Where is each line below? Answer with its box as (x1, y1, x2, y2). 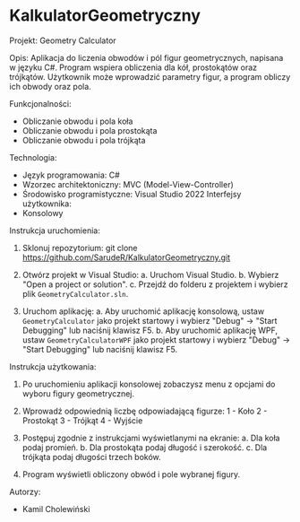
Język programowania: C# (21, 170, 121, 180)
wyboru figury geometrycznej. (21, 387, 134, 399)
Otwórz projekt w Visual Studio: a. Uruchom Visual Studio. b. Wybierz (21, 269, 279, 280)
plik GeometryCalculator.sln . (21, 288, 129, 299)
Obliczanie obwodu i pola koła (21, 116, 133, 126)
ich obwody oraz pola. (9, 81, 91, 91)
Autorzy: (9, 486, 41, 497)
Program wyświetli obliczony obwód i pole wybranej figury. (21, 468, 241, 480)
